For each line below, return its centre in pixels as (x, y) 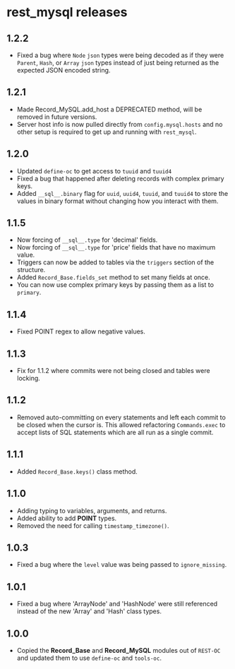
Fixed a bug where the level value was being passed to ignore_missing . (122, 565)
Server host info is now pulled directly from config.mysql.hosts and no (120, 124)
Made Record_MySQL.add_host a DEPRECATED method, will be (109, 109)
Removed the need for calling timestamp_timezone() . (93, 525)
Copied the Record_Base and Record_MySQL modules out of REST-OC (119, 650)
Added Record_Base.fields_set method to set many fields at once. (114, 277)
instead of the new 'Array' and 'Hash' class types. (89, 611)
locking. (28, 379)
